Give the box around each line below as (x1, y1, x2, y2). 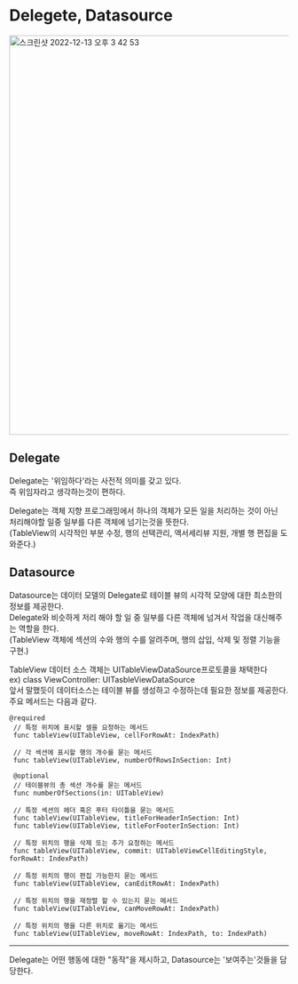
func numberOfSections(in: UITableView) (12, 788, 165, 797)
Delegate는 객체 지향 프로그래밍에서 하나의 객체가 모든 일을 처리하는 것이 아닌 (9, 505, 278, 516)
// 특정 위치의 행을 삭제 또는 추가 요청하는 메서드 (12, 838, 175, 847)
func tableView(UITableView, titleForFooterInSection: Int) (12, 821, 240, 830)
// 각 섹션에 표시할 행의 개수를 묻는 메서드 (12, 748, 153, 756)
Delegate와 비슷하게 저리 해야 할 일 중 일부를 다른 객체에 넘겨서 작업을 (9, 612, 253, 622)
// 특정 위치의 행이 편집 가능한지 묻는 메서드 (12, 871, 159, 880)
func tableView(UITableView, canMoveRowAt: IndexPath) (12, 904, 220, 913)
